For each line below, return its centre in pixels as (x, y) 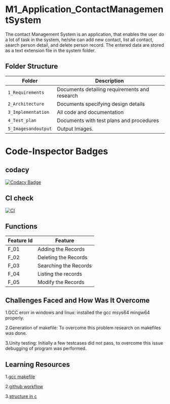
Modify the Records (61, 282)
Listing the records (60, 274)
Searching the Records (65, 266)
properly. (15, 318)
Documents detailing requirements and (103, 89)
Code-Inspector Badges (57, 151)
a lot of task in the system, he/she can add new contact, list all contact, (79, 40)
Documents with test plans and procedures (108, 120)
